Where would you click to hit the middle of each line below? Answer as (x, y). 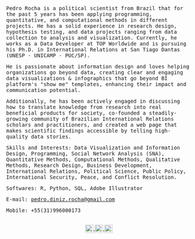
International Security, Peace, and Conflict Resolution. (92, 177)
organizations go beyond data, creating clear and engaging (95, 72)
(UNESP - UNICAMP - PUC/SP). (48, 55)
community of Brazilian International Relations (103, 119)
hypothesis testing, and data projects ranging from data (92, 32)
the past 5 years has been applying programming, (79, 14)
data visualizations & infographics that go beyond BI (87, 78)
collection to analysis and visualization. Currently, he (92, 38)
